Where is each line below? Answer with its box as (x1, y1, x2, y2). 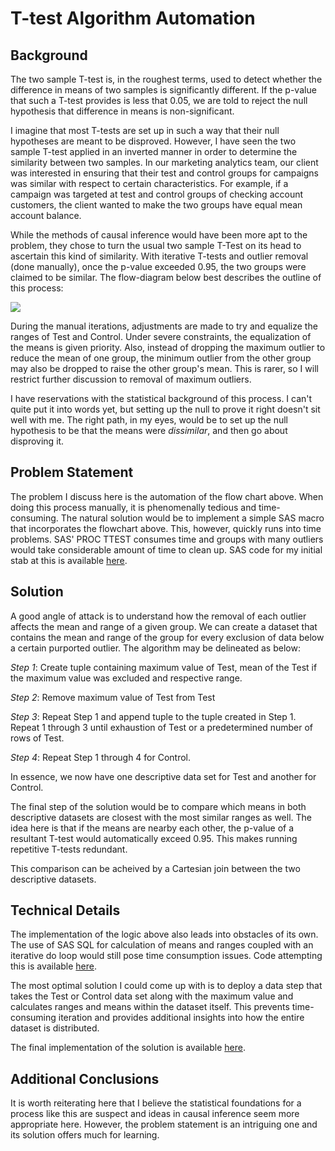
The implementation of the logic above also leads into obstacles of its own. (10, 928, 319, 941)
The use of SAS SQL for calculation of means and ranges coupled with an (10, 939, 314, 951)
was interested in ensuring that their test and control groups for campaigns (10, 167, 319, 179)
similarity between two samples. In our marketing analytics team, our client (10, 157, 319, 168)
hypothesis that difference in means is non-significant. (10, 105, 235, 117)
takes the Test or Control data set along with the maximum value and (10, 990, 294, 1002)
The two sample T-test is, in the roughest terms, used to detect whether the (10, 73, 323, 85)
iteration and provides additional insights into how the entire (58, 1012, 305, 1024)
